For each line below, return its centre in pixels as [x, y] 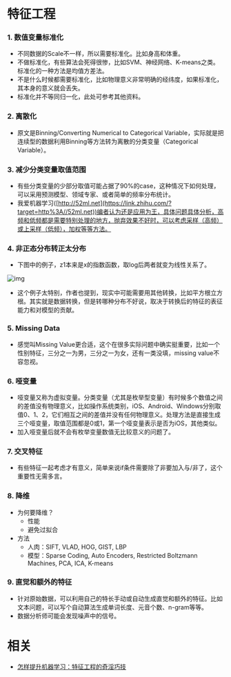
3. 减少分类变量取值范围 [47, 170]
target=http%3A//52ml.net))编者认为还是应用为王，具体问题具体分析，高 [120, 212]
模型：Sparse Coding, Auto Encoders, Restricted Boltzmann [112, 555]
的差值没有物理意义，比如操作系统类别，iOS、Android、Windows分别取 [119, 406]
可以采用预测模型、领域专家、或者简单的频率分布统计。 [96, 194]
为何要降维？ [35, 512]
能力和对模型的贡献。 [47, 310]
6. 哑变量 [22, 381]
